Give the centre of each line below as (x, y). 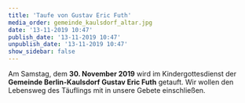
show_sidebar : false (42, 51)
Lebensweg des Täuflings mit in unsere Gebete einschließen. (107, 90)
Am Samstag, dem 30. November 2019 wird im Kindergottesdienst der (122, 74)
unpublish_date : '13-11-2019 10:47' (68, 44)
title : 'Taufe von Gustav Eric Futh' (70, 15)
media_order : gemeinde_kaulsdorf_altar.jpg (80, 23)
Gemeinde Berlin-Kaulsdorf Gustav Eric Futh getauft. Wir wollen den (121, 82)
